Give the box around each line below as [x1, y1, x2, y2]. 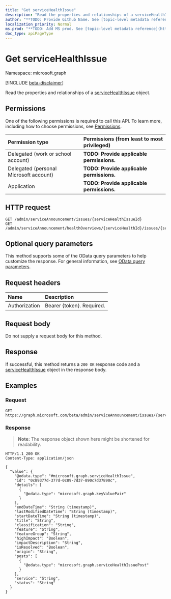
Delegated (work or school [8, 150, 72, 157]
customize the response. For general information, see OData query [5, 258, 146, 265]
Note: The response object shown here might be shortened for [17, 436, 150, 442]
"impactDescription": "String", [14, 540, 83, 545]
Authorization [8, 302, 40, 309]
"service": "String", [14, 576, 60, 581]
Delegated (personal [8, 165, 57, 172]
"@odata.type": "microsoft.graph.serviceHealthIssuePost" [23, 562, 149, 567]
